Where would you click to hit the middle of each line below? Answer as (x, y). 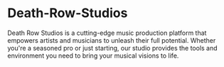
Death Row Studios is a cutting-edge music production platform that (107, 33)
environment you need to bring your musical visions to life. (93, 56)
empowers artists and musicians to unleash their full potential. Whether (112, 40)
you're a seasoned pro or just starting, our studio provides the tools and (113, 48)
